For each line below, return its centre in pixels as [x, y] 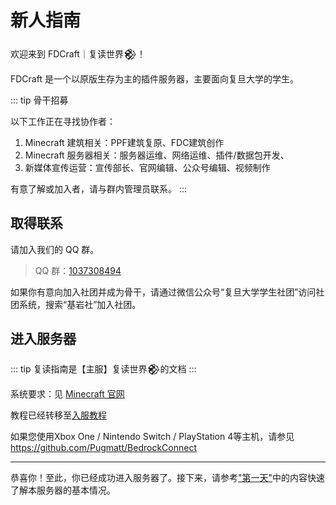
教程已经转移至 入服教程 [58, 415]
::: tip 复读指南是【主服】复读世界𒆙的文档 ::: [103, 368]
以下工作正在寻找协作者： [63, 121]
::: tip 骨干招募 [39, 100]
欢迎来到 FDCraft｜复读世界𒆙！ [78, 53]
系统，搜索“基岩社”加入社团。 [80, 304]
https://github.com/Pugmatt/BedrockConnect [103, 447]
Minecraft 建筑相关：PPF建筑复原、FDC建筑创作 [124, 142]
